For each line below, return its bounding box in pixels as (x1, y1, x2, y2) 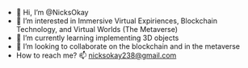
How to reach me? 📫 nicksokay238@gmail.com (15, 50, 177, 60)
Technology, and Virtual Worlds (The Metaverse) (15, 25, 179, 34)
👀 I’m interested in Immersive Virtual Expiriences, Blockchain (15, 16, 218, 26)
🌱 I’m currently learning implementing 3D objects (15, 33, 179, 42)
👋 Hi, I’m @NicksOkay (15, 8, 89, 17)
